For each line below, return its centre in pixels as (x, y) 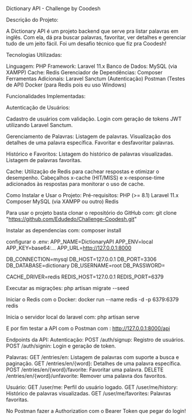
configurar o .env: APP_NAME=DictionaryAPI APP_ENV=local (80, 242)
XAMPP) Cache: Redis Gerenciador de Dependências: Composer (84, 72)
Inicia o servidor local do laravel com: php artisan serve (73, 317)
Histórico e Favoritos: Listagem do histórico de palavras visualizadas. (90, 154)
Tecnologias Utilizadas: (34, 55)
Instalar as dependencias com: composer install (64, 230)
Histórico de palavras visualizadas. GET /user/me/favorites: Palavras (89, 393)
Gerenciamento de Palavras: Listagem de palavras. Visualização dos (89, 136)
